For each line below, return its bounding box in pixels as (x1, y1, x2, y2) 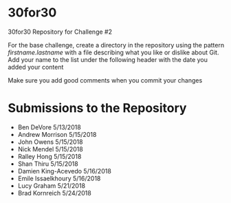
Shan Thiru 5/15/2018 (17, 160, 78, 168)
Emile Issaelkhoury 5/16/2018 (17, 174, 101, 182)
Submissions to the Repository (8, 100, 187, 116)
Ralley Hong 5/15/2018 (17, 152, 82, 160)
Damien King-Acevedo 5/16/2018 (17, 167, 112, 175)
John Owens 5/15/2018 (17, 138, 83, 146)
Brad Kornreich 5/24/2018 (17, 189, 91, 197)
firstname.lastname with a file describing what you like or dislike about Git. (8, 48, 219, 56)
